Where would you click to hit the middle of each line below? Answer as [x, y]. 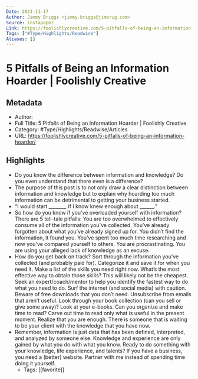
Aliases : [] [21, 39]
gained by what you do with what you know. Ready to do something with [103, 344]
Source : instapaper [30, 22]
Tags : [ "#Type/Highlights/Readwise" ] [52, 34]
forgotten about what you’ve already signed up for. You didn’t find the [99, 231]
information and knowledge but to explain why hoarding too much [95, 193]
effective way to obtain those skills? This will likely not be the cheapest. [101, 275]
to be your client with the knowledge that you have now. [82, 325]
